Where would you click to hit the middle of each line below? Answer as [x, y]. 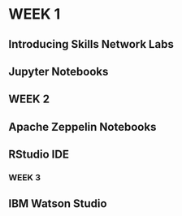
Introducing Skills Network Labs [91, 44]
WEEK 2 [29, 99]
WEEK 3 [25, 178]
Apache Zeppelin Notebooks [82, 127]
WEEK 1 [35, 14]
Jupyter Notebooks [58, 71]
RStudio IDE [39, 155]
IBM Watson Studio [58, 204]
